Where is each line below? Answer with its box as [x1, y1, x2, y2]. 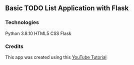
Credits [5, 42, 23, 49]
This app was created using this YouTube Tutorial [5, 54, 106, 60]
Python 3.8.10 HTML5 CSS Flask [5, 30, 71, 36]
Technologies [5, 19, 39, 26]
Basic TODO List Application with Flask [5, 4, 129, 12]
